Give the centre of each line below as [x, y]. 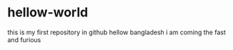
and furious [24, 39]
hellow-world [48, 12]
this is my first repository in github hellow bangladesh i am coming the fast [116, 32]
